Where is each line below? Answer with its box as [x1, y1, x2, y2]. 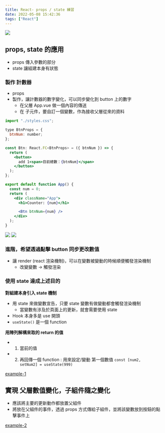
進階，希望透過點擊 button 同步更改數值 [5, 245, 99, 252]
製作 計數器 [5, 79, 32, 86]
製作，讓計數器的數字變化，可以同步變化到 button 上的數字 [12, 96, 132, 102]
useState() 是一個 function [12, 319, 67, 325]
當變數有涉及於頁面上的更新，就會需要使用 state [19, 307, 118, 313]
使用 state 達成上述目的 [5, 277, 61, 284]
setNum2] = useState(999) [19, 362, 73, 367]
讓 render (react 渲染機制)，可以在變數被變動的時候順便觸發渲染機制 [12, 258, 151, 264]
